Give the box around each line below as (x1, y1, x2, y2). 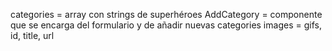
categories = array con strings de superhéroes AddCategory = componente (10, 9, 323, 20)
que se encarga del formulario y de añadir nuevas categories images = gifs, (10, 19, 322, 31)
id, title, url (10, 30, 55, 41)
